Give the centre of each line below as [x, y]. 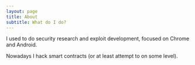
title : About [22, 17]
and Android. [22, 45]
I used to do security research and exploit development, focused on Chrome [98, 39]
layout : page [22, 11]
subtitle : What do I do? [36, 22]
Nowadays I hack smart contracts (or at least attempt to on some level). [92, 56]
